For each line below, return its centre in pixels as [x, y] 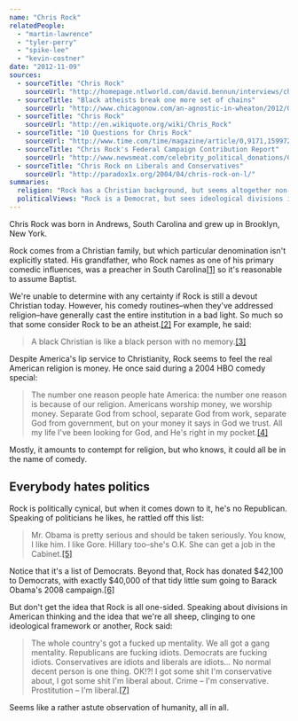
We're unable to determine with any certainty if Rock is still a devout [133, 296]
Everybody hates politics [80, 487]
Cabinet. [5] [51, 553]
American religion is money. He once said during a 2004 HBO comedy [137, 368]
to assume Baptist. [43, 278]
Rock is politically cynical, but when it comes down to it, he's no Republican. [148, 508]
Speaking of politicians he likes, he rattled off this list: [106, 517]
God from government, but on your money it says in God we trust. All [157, 423]
